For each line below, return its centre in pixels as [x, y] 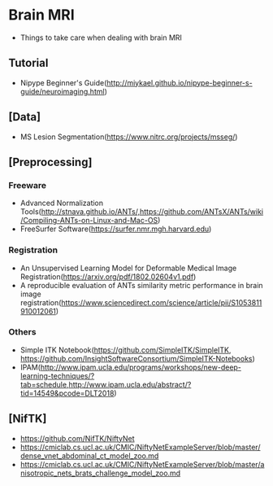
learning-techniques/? [57, 375]
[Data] [25, 117]
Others [22, 332]
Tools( [31, 212]
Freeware [28, 185]
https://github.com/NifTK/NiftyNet [78, 438]
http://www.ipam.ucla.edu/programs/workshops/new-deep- [141, 367]
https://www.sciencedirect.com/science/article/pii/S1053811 [161, 302]
